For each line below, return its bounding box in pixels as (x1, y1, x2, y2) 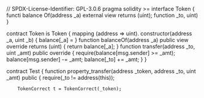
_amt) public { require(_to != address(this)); (6, 74, 115, 81)
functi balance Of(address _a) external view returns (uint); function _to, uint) (6, 12, 198, 19)
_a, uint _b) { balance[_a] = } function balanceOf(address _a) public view (6, 37, 189, 43)
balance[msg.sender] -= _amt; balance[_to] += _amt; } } (6, 56, 147, 63)
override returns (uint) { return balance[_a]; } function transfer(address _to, (6, 43, 195, 50)
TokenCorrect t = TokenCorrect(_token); (17, 86, 122, 92)
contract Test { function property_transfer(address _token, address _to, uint (6, 68, 196, 75)
